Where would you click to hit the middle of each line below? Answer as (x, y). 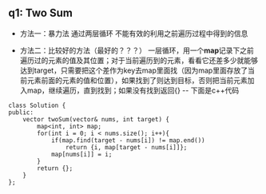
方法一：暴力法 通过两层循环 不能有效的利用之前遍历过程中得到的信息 (134, 33)
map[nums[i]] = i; (81, 154)
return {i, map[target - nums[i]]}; (126, 147)
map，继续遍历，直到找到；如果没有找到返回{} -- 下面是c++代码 (133, 90)
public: (21, 112)
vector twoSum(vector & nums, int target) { (96, 119)
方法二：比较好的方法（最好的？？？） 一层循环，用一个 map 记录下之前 (137, 50)
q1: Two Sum (41, 13)
